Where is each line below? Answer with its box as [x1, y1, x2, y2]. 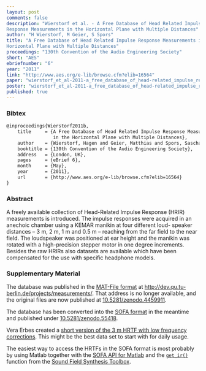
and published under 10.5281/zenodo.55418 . [6, 315, 118, 322]
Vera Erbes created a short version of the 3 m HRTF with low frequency [6, 326, 187, 334]
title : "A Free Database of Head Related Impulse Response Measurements [6, 37, 196, 44]
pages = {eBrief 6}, [17, 157, 81, 163]
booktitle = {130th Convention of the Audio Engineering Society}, [17, 145, 193, 152]
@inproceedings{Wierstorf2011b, [6, 123, 89, 129]
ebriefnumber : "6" [6, 60, 53, 66]
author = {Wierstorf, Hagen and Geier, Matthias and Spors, [17, 140, 183, 146]
